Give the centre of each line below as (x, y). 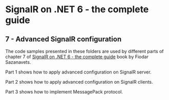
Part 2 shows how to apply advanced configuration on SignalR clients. (79, 82)
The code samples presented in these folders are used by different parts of (84, 51)
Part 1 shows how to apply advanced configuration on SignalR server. (79, 72)
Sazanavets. (18, 62)
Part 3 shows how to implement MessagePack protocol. (64, 92)
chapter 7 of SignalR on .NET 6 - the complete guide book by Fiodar (77, 57)
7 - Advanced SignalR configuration (64, 39)
